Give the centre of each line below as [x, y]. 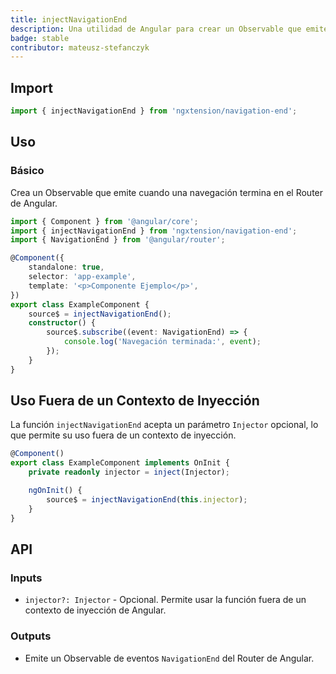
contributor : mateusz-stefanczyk [80, 47]
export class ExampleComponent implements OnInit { [120, 463]
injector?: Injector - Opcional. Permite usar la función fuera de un [165, 600]
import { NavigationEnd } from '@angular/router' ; [118, 240]
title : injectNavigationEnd [69, 19]
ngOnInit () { [55, 491]
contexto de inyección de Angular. [95, 610]
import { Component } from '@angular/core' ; [104, 221]
